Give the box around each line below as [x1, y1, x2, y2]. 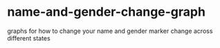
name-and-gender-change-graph [7, 4, 206, 20]
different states [7, 34, 51, 42]
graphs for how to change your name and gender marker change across [7, 27, 213, 35]
